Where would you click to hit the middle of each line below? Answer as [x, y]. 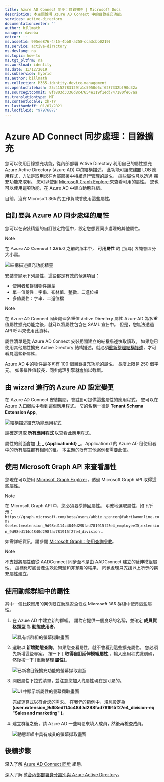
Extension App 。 [23, 412]
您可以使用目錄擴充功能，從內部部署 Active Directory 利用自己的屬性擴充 [79, 163]
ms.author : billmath [26, 78]
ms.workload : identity [28, 65]
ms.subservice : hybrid [28, 74]
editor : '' [16, 37]
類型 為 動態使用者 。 [37, 627]
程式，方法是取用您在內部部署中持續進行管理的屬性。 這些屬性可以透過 [81, 176]
